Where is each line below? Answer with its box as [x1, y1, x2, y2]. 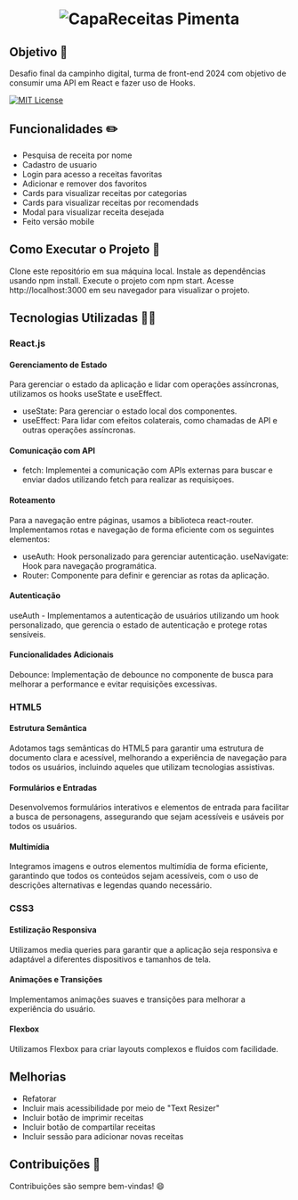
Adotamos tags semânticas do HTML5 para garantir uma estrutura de [9, 743, 264, 753]
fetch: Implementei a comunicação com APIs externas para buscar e [21, 464, 273, 476]
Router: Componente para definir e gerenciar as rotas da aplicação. [21, 570, 270, 580]
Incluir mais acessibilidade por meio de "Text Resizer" [21, 1102, 220, 1114]
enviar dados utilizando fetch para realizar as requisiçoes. [21, 474, 235, 485]
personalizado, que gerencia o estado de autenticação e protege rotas [9, 620, 268, 630]
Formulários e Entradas [9, 782, 98, 793]
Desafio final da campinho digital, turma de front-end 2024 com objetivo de [9, 68, 286, 78]
